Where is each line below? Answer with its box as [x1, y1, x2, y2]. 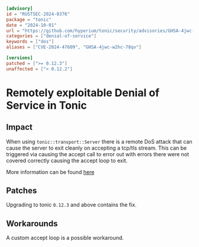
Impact [6, 122, 33, 132]
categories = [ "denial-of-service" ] [6, 33, 97, 39]
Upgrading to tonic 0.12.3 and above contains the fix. [6, 201, 137, 208]
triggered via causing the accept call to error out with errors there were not [6, 150, 190, 157]
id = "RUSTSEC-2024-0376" [6, 11, 70, 17]
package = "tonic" [6, 17, 52, 23]
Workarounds [6, 218, 58, 229]
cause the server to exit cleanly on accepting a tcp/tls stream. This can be [6, 144, 187, 151]
